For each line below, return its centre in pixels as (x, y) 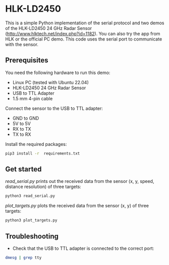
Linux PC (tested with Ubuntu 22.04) (51, 82)
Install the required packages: (36, 144)
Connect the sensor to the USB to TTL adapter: (54, 108)
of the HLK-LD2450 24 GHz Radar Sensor (49, 28)
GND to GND (26, 118)
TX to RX (22, 134)
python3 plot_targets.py (31, 220)
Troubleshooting (32, 236)
